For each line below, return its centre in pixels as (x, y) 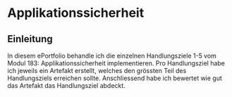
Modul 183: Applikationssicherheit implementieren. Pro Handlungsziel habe (116, 63)
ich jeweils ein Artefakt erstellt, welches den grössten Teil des (97, 71)
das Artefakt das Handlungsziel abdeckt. (66, 85)
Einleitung (30, 39)
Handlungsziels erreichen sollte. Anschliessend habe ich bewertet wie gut (115, 78)
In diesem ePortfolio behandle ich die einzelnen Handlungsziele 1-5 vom (112, 56)
